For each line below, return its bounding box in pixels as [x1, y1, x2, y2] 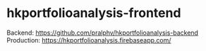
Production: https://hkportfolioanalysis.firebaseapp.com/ [6, 35, 171, 44]
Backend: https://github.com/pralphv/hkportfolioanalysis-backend [6, 28, 199, 37]
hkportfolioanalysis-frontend [6, 5, 181, 21]
